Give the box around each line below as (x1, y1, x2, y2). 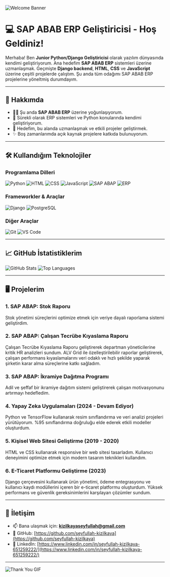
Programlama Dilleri (5, 169, 55, 176)
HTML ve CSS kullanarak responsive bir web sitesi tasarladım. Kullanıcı (5, 449, 153, 455)
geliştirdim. (5, 320, 29, 326)
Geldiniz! (5, 38, 44, 49)
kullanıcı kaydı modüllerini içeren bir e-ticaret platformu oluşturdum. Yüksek (5, 484, 163, 490)
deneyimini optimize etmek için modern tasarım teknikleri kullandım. (5, 455, 147, 461)
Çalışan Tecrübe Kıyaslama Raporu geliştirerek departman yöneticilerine (5, 344, 156, 350)
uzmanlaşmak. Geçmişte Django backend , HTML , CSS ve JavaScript (5, 65, 150, 71)
